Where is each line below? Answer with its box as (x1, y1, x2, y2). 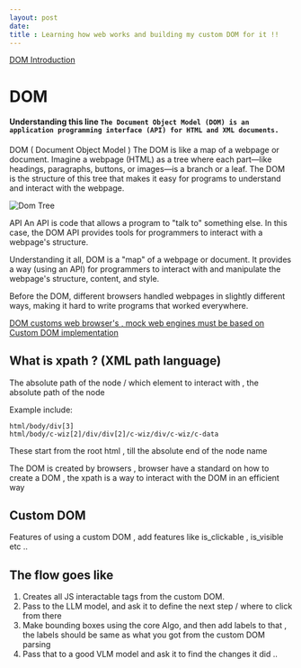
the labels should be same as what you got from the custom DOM (22, 629, 265, 640)
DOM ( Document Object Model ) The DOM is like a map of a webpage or (9, 144, 280, 155)
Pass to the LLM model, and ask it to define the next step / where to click (22, 600, 293, 612)
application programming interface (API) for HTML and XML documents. (9, 126, 279, 135)
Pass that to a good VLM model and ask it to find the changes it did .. (22, 649, 279, 660)
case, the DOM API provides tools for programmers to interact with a (9, 227, 263, 238)
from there (22, 610, 62, 621)
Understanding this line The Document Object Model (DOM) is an (9, 116, 250, 127)
